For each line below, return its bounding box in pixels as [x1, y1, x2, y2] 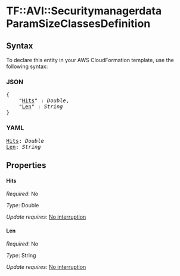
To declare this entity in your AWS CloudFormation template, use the [6, 57, 174, 63]
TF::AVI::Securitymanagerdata [6, 4, 162, 18]
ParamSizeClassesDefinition [6, 17, 151, 30]
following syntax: [6, 63, 48, 70]
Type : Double [6, 202, 39, 209]
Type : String [6, 252, 36, 259]
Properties [6, 160, 46, 170]
